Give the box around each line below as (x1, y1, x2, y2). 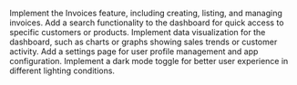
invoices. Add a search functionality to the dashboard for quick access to (9, 17, 284, 28)
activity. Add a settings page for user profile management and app (9, 46, 259, 57)
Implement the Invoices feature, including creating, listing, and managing (9, 8, 282, 18)
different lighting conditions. (9, 65, 116, 76)
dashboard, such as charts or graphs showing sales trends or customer (9, 36, 278, 47)
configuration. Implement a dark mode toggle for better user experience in (9, 56, 289, 66)
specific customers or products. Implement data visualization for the (9, 27, 266, 37)
